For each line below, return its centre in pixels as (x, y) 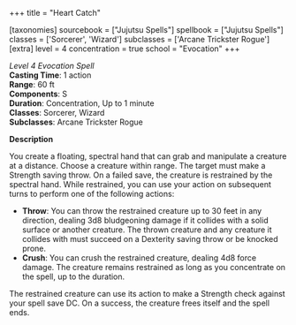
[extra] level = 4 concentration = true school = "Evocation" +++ (125, 49)
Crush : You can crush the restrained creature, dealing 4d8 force (139, 258)
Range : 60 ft (32, 84)
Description (31, 139)
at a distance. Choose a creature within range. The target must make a (137, 166)
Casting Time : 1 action (50, 75)
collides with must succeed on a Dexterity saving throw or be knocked (150, 239)
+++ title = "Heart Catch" (55, 13)
